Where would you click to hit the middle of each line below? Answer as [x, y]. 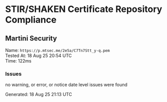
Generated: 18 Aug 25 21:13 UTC [39, 94]
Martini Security [31, 38]
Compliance [31, 20]
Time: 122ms [18, 61]
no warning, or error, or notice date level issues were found [66, 85]
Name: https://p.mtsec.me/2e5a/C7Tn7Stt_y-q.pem [58, 50]
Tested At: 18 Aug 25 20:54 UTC [39, 55]
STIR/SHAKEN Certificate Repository [84, 9]
